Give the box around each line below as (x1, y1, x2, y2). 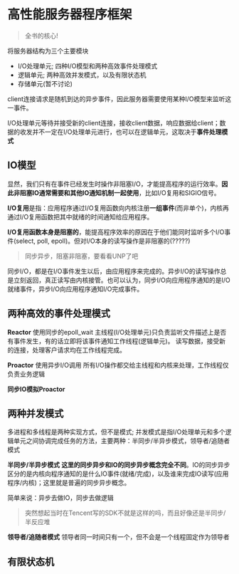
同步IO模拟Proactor (7, 385, 65, 393)
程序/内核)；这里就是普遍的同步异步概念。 (7, 479, 131, 487)
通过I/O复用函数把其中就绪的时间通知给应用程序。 (7, 212, 154, 221)
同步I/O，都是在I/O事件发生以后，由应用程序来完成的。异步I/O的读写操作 (7, 266, 221, 275)
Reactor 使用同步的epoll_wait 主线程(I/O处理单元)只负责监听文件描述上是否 (7, 328, 227, 336)
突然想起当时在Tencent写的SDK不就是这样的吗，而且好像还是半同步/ (24, 508, 226, 517)
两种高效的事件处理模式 (7, 308, 110, 320)
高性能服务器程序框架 (7, 6, 133, 23)
